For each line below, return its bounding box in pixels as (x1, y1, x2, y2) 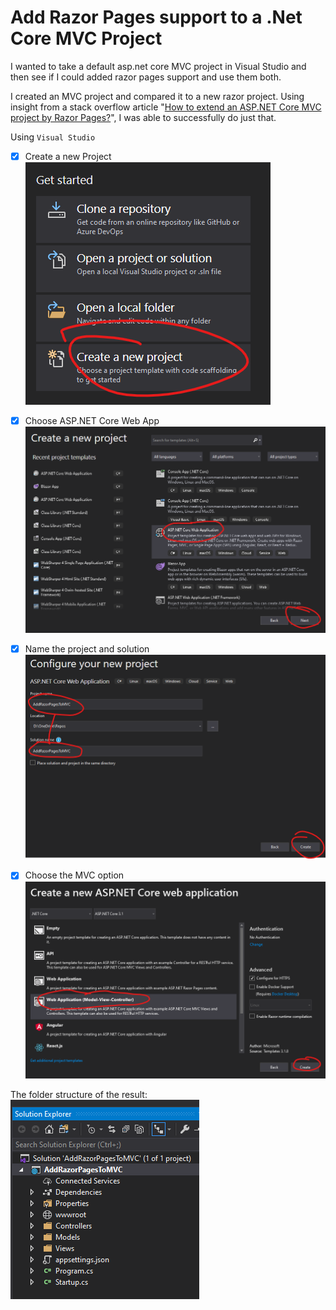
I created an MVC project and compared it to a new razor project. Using (10, 90, 305, 102)
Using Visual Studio (10, 131, 96, 143)
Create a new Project (24, 150, 112, 162)
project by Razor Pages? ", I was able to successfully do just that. (10, 111, 277, 123)
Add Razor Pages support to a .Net (10, 6, 303, 29)
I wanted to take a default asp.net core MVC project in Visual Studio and (10, 60, 307, 72)
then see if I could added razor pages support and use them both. (10, 71, 282, 83)
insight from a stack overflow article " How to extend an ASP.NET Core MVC (10, 101, 322, 113)
